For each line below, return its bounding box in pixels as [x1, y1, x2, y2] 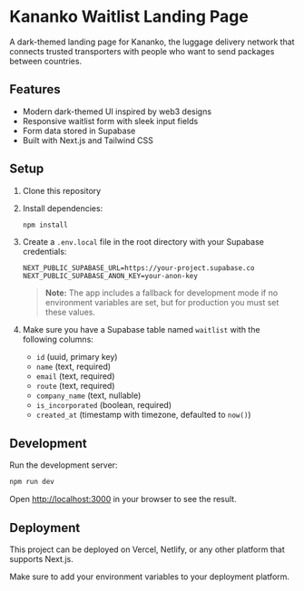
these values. [44, 306, 96, 318]
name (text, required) [35, 361, 112, 373]
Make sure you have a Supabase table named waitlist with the [22, 325, 260, 335]
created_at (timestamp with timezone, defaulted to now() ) [35, 410, 251, 421]
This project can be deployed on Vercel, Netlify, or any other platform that [9, 544, 285, 555]
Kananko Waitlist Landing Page [9, 6, 250, 27]
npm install [22, 220, 68, 229]
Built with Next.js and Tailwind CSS [22, 134, 154, 146]
